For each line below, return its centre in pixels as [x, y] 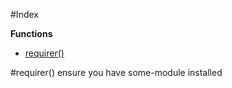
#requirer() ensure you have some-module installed [116, 72]
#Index [24, 14]
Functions [31, 33]
